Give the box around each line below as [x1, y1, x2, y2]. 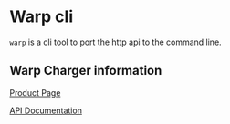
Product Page [9, 87, 61, 98]
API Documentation [9, 105, 82, 116]
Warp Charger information [9, 63, 162, 78]
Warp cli [9, 6, 74, 27]
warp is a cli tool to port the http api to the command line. [9, 36, 222, 47]
